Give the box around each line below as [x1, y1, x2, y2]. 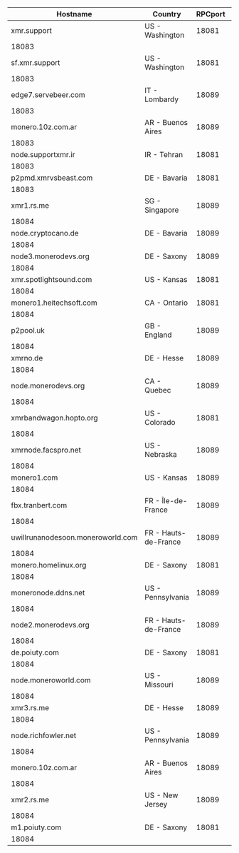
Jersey [144, 799, 168, 809]
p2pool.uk [11, 325, 45, 335]
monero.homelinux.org [11, 560, 87, 570]
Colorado [144, 418, 176, 427]
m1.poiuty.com [11, 822, 62, 832]
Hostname [56, 9, 92, 19]
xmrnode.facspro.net [11, 445, 82, 455]
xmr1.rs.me [11, 201, 50, 210]
